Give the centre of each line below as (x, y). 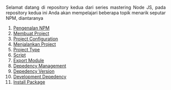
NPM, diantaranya (25, 18)
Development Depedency (40, 77)
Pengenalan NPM (31, 28)
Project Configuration (36, 39)
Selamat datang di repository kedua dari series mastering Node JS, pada (86, 7)
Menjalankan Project (35, 44)
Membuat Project (31, 33)
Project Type (26, 50)
